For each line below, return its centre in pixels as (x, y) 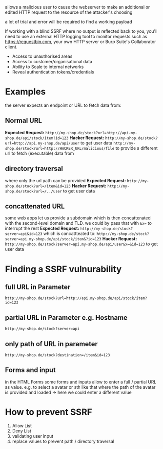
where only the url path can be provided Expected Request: (65, 180)
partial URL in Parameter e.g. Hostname (66, 318)
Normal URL (24, 121)
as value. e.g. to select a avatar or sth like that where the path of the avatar (80, 387)
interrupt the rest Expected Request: (42, 228)
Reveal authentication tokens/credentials (53, 72)
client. (11, 47)
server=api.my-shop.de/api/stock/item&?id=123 (53, 239)
